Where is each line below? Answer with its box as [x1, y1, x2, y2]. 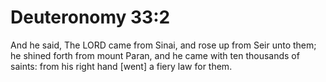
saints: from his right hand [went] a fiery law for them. [10, 60, 233, 72]
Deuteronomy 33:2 [10, 6, 171, 29]
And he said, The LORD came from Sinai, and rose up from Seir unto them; [10, 39, 317, 51]
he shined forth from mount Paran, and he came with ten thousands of [10, 49, 300, 61]
